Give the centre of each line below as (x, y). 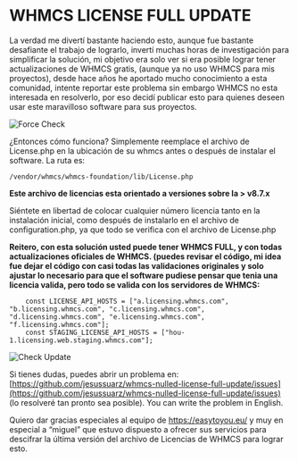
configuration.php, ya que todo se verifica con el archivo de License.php (143, 230)
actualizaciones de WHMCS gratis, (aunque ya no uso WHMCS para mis (142, 69)
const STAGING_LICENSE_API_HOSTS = (91, 332)
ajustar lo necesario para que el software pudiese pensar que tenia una (144, 275)
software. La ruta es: (47, 160)
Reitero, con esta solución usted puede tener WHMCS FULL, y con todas (146, 247)
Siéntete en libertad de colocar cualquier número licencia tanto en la (135, 210)
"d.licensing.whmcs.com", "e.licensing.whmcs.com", (107, 317)
